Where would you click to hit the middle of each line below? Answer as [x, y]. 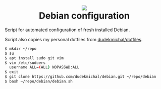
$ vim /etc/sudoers [25, 63]
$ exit [12, 72]
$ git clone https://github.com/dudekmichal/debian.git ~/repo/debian [80, 77]
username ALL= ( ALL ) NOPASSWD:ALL [44, 67]
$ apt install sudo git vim [34, 58]
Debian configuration [84, 16]
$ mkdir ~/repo [21, 49]
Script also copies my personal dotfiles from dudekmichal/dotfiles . [74, 39]
